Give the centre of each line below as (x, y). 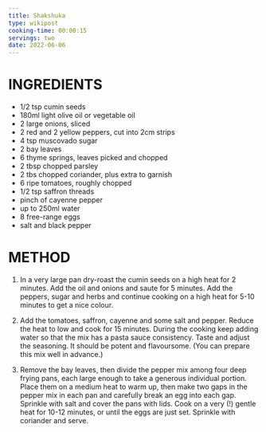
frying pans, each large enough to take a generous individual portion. (133, 378)
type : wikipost (33, 23)
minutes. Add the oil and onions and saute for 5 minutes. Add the (126, 288)
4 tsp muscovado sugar (59, 141)
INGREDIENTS (55, 85)
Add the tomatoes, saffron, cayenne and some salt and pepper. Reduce (137, 320)
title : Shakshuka (37, 16)
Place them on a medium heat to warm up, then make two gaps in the (134, 387)
